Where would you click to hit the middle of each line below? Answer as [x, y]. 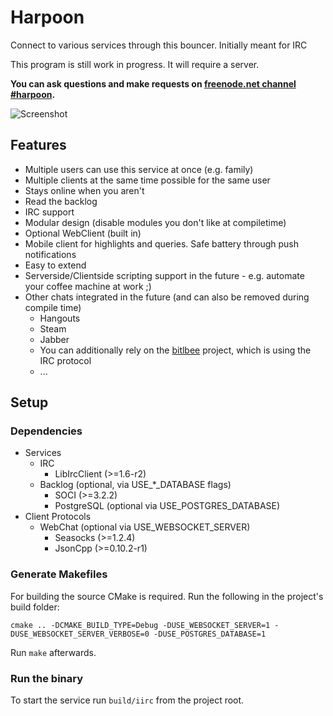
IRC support [49, 212]
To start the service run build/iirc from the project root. [127, 700]
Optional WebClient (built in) [83, 233]
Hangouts [60, 318]
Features [38, 145]
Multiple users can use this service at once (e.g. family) [139, 169]
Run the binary [47, 678]
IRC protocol [65, 360]
